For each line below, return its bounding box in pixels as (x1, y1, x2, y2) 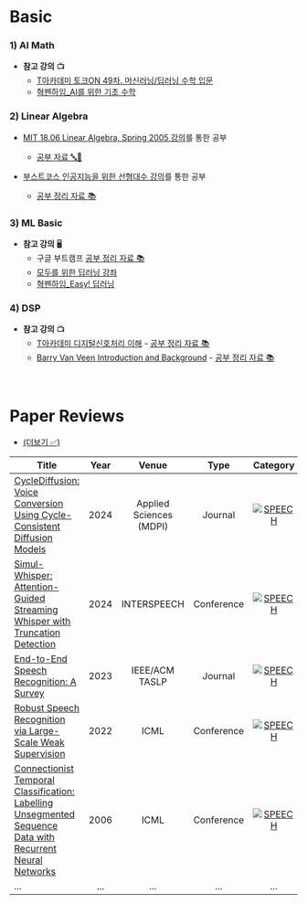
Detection (14, 638, 57, 651)
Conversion (14, 497, 64, 510)
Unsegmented (14, 808, 75, 821)
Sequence (14, 820, 58, 833)
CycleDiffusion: (14, 474, 80, 487)
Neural (14, 854, 43, 867)
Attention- (14, 580, 59, 593)
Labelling (14, 797, 54, 810)
